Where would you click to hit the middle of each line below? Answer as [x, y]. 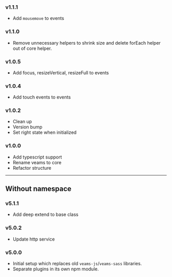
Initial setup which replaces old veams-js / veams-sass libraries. [77, 264]
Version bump [27, 127]
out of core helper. [32, 48]
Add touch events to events [42, 97]
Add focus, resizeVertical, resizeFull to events [61, 72]
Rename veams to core [37, 162]
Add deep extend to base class [45, 214]
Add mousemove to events [38, 18]
